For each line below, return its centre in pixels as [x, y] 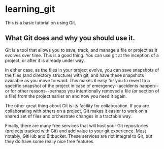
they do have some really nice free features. [50, 141]
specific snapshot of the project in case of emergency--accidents [72, 86]
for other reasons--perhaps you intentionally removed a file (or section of [85, 91]
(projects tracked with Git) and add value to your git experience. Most [76, 131]
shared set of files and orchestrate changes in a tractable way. [68, 116]
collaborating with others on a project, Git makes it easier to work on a [76, 111]
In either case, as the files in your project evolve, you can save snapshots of [82, 70]
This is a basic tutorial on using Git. [41, 23]
